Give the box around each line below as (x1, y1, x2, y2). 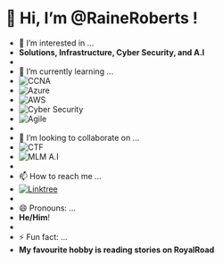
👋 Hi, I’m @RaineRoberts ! (5, 8, 199, 29)
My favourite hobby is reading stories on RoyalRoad (18, 244, 215, 255)
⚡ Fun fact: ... (18, 231, 68, 242)
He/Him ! (18, 211, 51, 222)
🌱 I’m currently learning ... (18, 66, 114, 77)
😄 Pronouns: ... (18, 202, 77, 213)
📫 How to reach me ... (18, 170, 102, 181)
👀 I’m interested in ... (18, 37, 95, 48)
